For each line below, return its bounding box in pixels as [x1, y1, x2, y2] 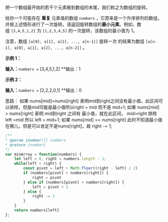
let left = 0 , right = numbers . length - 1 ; [14, 156, 107, 162]
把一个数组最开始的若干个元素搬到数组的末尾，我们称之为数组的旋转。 [5, 5, 150, 10]
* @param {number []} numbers [5, 138, 66, 143]
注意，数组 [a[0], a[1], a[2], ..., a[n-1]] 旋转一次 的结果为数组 [5, 38, 144, 44]
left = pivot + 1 [32, 184, 69, 189]
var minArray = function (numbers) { [5, 152, 82, 157]
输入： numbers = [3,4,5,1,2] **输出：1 [5, 66, 81, 72]
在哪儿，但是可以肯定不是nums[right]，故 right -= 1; [5, 123, 112, 129]
